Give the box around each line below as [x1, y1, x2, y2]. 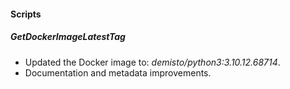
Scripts [10, 8, 42, 20]
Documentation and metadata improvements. [24, 66, 212, 79]
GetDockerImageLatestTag [10, 31, 126, 43]
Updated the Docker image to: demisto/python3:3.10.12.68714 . [24, 56, 281, 68]
